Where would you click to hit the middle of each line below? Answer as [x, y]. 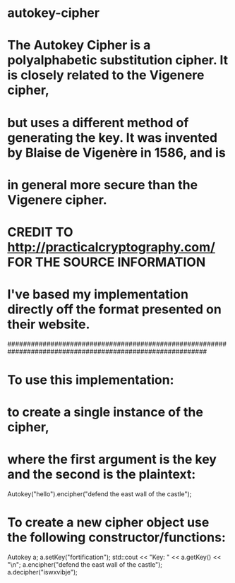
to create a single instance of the [105, 413]
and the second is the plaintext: [102, 475]
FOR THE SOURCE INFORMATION [107, 262]
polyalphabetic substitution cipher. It [117, 60]
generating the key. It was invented [112, 137]
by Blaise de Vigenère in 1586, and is [116, 152]
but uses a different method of [98, 122]
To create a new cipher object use [108, 523]
